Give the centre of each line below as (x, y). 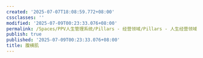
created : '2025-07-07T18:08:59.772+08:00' (60, 12)
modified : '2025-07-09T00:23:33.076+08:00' (62, 23)
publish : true (24, 34)
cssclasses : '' (25, 18)
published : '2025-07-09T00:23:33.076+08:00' (63, 40)
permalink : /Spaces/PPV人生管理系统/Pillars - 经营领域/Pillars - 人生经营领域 (102, 29)
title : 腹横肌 (23, 46)
